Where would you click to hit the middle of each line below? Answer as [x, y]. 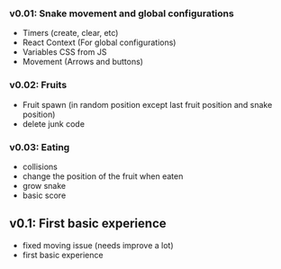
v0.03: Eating [40, 147]
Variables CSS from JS [64, 52]
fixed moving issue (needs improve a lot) [98, 245]
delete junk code [54, 123]
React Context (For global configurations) [99, 42]
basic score [44, 195]
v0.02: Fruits [38, 85]
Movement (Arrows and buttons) [83, 62]
